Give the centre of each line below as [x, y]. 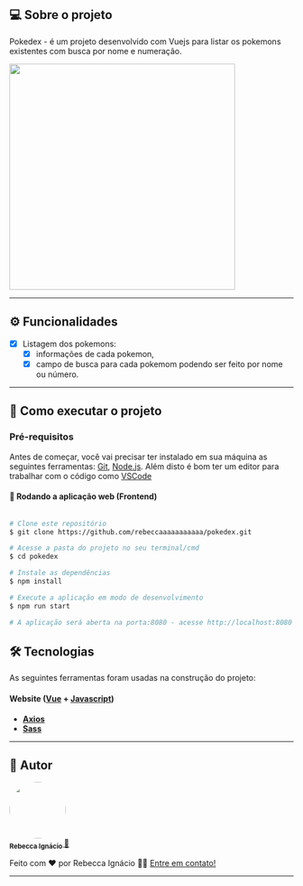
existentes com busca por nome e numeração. [96, 51]
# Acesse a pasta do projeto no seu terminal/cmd [105, 548]
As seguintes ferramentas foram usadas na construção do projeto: [133, 678]
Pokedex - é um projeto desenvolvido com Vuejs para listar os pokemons [145, 41]
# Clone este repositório [58, 523]
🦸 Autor [31, 765]
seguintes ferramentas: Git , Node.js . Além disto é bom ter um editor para [144, 466]
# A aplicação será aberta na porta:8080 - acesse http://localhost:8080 [151, 622]
